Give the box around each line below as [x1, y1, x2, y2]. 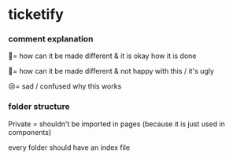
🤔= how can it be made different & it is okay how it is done [8, 51, 197, 60]
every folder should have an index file [8, 143, 131, 152]
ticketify [8, 5, 65, 24]
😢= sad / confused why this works [8, 82, 122, 91]
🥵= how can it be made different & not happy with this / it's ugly [8, 67, 215, 76]
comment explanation [8, 34, 94, 45]
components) [8, 127, 52, 136]
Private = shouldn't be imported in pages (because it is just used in [8, 119, 226, 129]
